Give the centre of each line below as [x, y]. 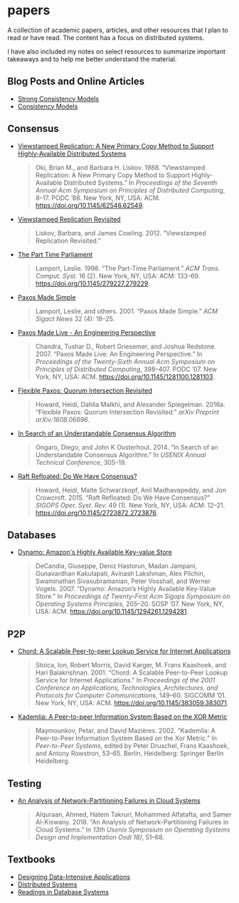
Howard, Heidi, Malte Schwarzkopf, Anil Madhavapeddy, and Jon [131, 490]
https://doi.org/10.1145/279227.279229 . [93, 283]
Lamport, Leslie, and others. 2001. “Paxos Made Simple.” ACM [127, 311]
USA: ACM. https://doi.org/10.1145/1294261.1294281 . [112, 612]
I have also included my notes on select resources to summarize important [117, 51]
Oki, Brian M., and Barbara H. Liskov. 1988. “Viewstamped [120, 167]
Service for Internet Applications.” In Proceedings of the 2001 [125, 680]
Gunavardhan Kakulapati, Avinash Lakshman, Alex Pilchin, [120, 574]
